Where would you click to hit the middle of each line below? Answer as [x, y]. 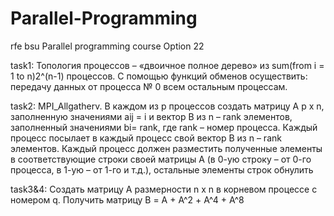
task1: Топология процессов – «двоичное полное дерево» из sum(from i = [167, 65]
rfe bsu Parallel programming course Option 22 [107, 46]
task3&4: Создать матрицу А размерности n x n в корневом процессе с [164, 189]
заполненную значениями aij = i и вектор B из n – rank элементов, [151, 116]
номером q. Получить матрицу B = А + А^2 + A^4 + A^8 [127, 199]
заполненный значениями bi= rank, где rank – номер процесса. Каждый [164, 127]
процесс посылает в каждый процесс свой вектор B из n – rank [146, 138]
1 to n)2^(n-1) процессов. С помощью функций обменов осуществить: [159, 76]
